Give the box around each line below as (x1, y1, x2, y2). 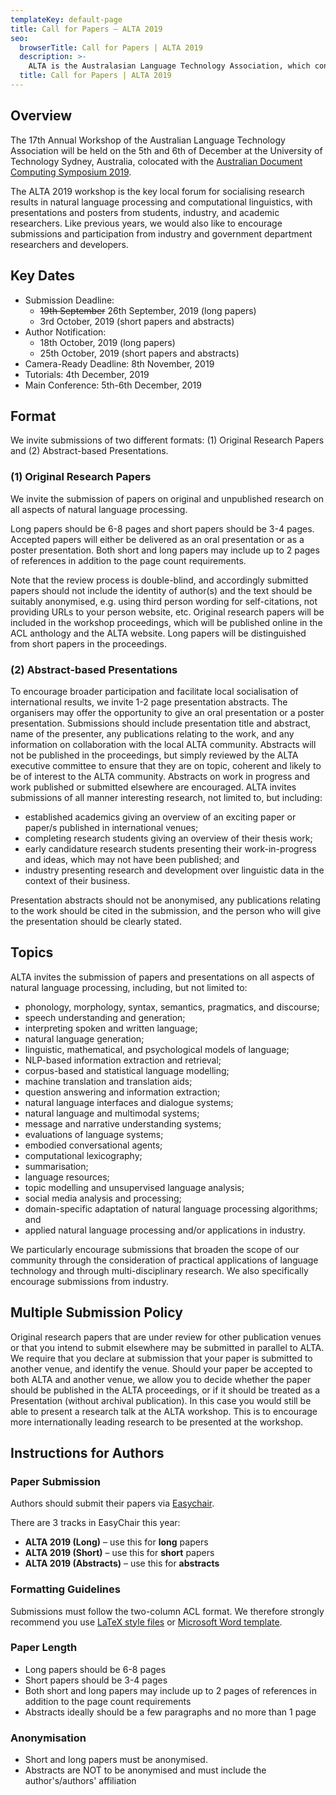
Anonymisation (10, 1731, 87, 1745)
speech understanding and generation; (24, 1011, 186, 1023)
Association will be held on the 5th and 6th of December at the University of (10, 144, 323, 156)
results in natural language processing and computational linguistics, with (10, 196, 313, 208)
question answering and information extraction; (24, 1086, 221, 1098)
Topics (10, 944, 54, 961)
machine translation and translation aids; (24, 1075, 193, 1087)
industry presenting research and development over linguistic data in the (24, 864, 325, 876)
